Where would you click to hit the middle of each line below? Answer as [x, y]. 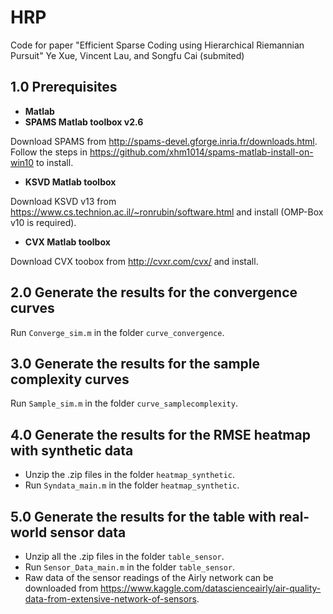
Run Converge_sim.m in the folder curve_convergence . [117, 332]
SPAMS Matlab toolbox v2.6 [84, 122]
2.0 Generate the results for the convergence [154, 292]
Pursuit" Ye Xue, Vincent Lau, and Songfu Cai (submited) [127, 55]
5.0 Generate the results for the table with [143, 516]
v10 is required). [43, 222]
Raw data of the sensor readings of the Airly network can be [149, 577]
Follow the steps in [49, 152]
